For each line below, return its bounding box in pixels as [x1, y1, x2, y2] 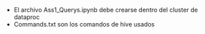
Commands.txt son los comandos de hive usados [13, 20, 155, 28]
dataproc [13, 13, 40, 21]
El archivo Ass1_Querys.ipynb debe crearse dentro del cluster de [13, 6, 199, 14]
